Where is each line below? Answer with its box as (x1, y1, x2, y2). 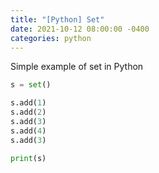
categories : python (10, 33, 92, 43)
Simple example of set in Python (10, 61, 144, 73)
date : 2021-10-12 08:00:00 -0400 (10, 24, 150, 34)
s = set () (10, 80, 52, 90)
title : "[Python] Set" (10, 14, 105, 25)
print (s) (10, 153, 47, 163)
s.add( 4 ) (10, 126, 47, 136)
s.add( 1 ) (10, 98, 47, 108)
